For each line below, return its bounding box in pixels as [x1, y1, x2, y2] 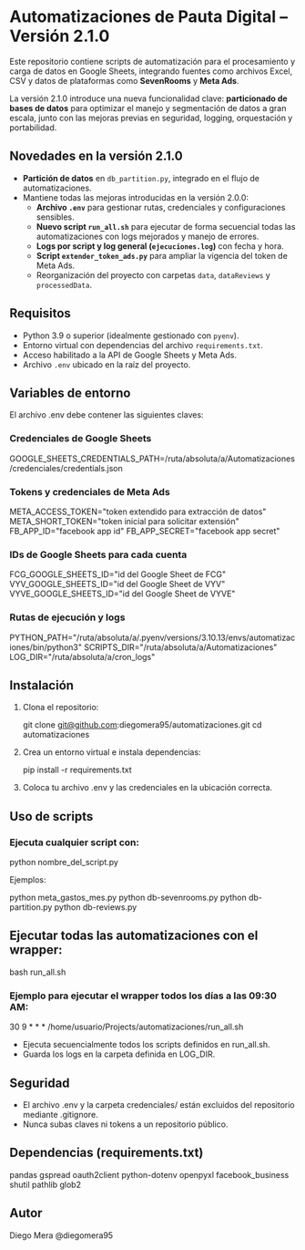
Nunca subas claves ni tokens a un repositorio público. [22, 1119, 229, 1130]
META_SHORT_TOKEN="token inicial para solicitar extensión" [9, 515, 239, 526]
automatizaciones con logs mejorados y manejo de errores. [36, 231, 259, 242]
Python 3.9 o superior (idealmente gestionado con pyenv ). [22, 330, 239, 341]
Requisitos [9, 305, 71, 321]
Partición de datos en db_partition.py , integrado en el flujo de [22, 172, 259, 183]
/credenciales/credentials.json [9, 462, 123, 473]
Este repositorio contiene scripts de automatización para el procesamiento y [9, 56, 296, 67]
